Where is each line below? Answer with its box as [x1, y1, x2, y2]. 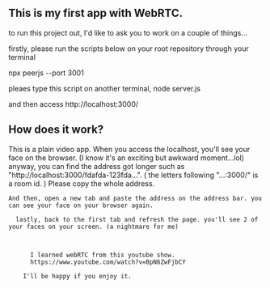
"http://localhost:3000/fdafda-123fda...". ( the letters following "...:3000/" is [8, 170, 259, 180]
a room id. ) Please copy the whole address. [8, 178, 155, 188]
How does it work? [8, 123, 104, 137]
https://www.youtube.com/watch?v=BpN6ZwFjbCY [29, 258, 186, 266]
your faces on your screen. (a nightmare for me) [8, 222, 179, 231]
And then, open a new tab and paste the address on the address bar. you [8, 194, 263, 202]
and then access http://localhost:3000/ [8, 99, 139, 108]
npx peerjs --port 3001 [8, 68, 85, 78]
